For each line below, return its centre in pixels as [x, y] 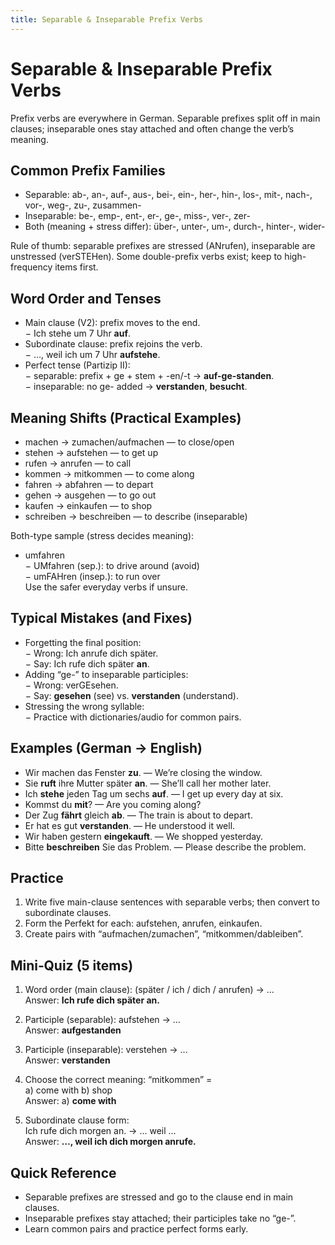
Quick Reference [63, 1172]
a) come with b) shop [68, 1090]
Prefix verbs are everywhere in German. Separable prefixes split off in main [165, 118]
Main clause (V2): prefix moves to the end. [112, 323]
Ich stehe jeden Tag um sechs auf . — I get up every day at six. [154, 793]
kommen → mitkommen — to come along [109, 474]
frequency [31, 267]
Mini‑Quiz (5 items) [72, 965]
